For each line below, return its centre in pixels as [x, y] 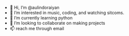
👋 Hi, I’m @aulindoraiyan [35, 8]
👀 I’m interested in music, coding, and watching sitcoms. [67, 13]
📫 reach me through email [37, 28]
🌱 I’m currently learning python [41, 18]
